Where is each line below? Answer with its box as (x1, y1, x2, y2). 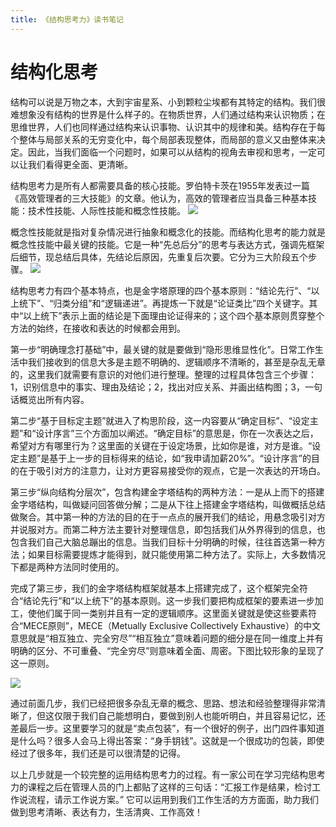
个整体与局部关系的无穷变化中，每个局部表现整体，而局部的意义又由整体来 (10, 133, 317, 145)
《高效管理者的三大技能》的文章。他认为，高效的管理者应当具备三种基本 (10, 192, 308, 204)
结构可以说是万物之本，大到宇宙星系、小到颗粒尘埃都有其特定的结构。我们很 (10, 96, 326, 108)
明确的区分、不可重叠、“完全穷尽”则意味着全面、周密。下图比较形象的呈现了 (10, 644, 325, 656)
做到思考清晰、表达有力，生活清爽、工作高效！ (10, 806, 203, 818)
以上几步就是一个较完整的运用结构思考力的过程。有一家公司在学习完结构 (10, 768, 308, 780)
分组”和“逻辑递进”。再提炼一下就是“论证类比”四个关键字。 (70, 297, 310, 309)
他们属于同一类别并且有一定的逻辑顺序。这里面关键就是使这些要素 (36, 607, 308, 619)
